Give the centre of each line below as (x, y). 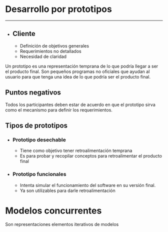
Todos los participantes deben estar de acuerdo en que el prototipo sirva (80, 104)
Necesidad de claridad (43, 56)
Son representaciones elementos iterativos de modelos (62, 224)
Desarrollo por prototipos (59, 9)
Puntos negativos (33, 93)
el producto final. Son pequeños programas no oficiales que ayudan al (77, 71)
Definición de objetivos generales (54, 45)
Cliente (24, 34)
